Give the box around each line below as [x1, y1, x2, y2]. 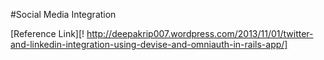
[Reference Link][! [10, 28, 85, 39]
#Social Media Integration [10, 9, 117, 20]
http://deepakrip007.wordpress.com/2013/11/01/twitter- [86, 28, 314, 39]
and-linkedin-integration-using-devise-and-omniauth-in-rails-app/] [10, 39, 288, 50]
